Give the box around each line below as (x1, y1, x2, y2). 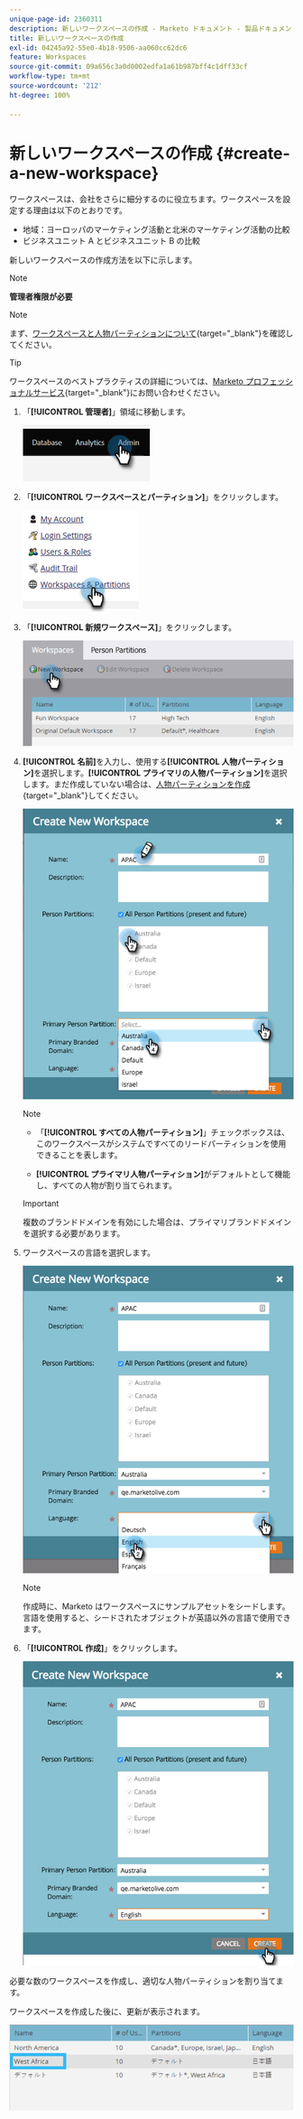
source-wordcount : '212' (9, 81, 103, 90)
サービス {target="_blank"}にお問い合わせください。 (32, 387, 225, 398)
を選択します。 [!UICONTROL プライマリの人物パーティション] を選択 (33, 767, 288, 778)
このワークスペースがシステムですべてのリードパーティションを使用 (35, 1138, 287, 1148)
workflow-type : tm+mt (9, 72, 91, 81)
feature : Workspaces (9, 52, 87, 62)
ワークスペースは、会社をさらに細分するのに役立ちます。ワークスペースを (9, 194, 283, 205)
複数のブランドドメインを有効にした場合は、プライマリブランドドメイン (22, 1216, 291, 1227)
